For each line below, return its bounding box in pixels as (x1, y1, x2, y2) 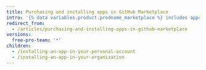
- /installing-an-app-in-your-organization (12, 54, 124, 60)
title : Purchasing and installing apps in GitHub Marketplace (6, 9, 169, 15)
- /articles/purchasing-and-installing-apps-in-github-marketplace (12, 26, 188, 32)
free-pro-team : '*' (12, 37, 62, 43)
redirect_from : (6, 20, 45, 26)
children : (6, 43, 32, 49)
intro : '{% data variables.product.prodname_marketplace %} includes (6, 15, 188, 21)
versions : (6, 32, 32, 38)
